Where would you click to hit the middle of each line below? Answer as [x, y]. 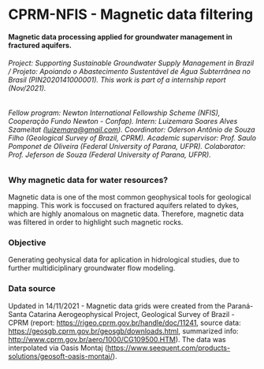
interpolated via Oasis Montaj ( [58, 348]
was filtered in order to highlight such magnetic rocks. [96, 222]
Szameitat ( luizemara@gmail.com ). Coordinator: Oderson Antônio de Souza [132, 129]
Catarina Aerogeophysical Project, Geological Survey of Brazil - [132, 314]
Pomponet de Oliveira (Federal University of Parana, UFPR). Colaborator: [127, 146]
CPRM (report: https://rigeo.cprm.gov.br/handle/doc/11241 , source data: [125, 322]
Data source [32, 289]
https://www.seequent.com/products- [169, 348]
